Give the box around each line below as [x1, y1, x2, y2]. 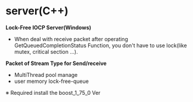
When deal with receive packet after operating [14, 35, 129, 42]
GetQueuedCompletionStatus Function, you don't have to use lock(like [14, 42, 187, 49]
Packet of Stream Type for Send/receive [5, 60, 107, 67]
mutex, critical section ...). [14, 48, 78, 55]
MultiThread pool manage [14, 71, 78, 78]
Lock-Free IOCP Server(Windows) [5, 24, 92, 31]
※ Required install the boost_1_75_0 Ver [5, 89, 101, 96]
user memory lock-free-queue [14, 78, 89, 85]
